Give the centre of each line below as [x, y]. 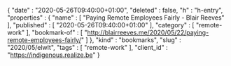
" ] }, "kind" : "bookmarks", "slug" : [131, 40]
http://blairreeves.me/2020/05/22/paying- [148, 32]
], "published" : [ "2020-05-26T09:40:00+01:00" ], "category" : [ [101, 25]
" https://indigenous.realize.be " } [54, 55]
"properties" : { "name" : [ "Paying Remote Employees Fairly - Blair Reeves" [116, 18]
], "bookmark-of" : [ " [57, 32]
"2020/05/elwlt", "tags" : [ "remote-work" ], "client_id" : [87, 47]
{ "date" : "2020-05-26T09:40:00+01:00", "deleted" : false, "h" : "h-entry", [115, 10]
